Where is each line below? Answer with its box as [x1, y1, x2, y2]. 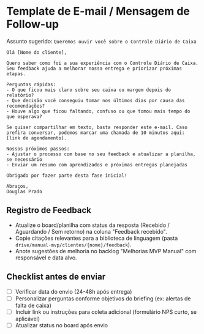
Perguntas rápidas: [6, 81, 56, 87]
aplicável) [15, 315, 40, 322]
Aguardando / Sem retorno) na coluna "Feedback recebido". [15, 228, 167, 235]
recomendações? [6, 103, 45, 109]
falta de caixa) [15, 302, 52, 309]
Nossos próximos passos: [6, 146, 70, 152]
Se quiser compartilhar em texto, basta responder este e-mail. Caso [6, 124, 188, 130]
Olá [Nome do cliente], [6, 49, 67, 56]
